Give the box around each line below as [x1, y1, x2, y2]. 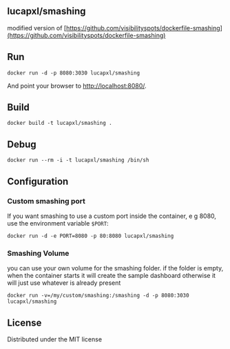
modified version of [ [7, 23, 67, 32]
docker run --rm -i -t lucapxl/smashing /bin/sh [7, 157, 149, 164]
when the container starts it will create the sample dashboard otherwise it [7, 272, 216, 280]
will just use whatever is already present [7, 279, 121, 287]
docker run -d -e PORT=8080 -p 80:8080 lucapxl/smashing [7, 232, 174, 239]
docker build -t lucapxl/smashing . [7, 120, 112, 127]
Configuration [7, 175, 69, 187]
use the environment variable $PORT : [7, 219, 109, 227]
